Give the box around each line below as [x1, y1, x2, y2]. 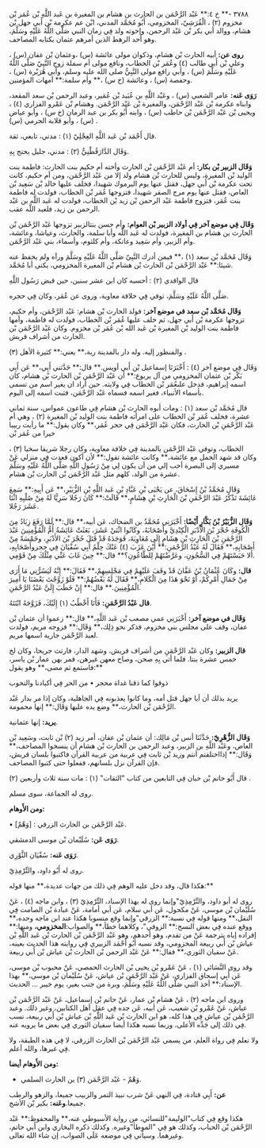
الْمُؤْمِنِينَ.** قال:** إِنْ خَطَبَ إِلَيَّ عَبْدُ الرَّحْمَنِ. [9, 583, 142, 592]
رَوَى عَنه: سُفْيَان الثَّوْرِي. [9, 850, 78, 859]
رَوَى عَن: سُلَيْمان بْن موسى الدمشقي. [9, 835, 120, 844]
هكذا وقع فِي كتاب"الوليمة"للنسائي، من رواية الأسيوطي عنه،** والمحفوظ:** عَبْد [9, 1114, 244, 1123]
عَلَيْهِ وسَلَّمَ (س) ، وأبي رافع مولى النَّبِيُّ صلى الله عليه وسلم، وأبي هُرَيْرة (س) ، [9, 67, 237, 76]
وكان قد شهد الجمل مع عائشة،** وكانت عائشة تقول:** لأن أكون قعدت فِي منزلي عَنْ [9, 453, 256, 461]
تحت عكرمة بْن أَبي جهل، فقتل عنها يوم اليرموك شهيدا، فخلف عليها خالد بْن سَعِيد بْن [9, 179, 253, 188]
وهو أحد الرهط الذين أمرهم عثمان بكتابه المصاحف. [9, 34, 157, 44]
